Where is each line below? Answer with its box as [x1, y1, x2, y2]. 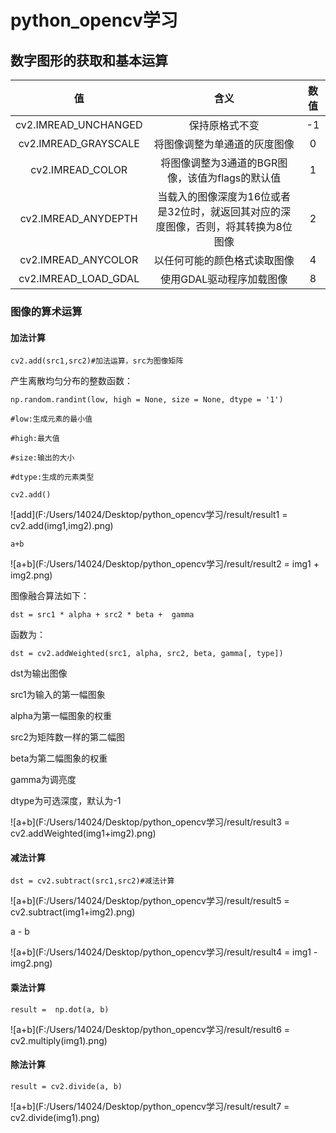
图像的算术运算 [10, 304, 83, 318]
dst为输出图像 [10, 667, 68, 680]
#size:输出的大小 [10, 453, 75, 463]
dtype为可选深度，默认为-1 [10, 795, 122, 807]
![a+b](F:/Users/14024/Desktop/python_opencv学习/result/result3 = [10, 816, 290, 828]
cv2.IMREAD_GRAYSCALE [18, 137, 140, 150]
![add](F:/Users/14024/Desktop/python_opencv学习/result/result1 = [10, 509, 288, 521]
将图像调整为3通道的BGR [160, 156, 278, 170]
